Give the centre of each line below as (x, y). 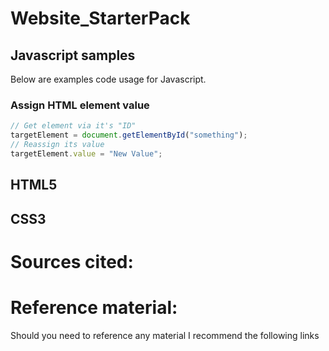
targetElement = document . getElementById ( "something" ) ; (129, 135)
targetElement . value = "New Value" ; (86, 153)
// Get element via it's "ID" (73, 126)
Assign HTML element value (80, 105)
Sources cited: (72, 261)
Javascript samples (73, 55)
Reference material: (94, 307)
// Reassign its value (57, 145)
